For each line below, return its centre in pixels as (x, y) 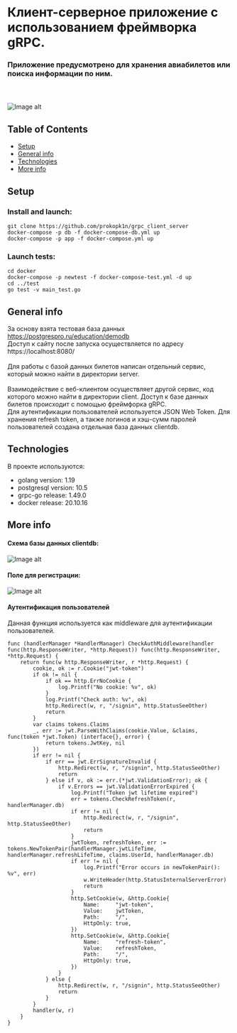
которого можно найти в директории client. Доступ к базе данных (108, 397)
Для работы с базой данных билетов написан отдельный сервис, (106, 367)
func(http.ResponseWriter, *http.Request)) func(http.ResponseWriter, (114, 650)
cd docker (22, 271)
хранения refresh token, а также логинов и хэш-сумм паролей (102, 419)
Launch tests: (32, 256)
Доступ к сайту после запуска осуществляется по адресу (96, 344)
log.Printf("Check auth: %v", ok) (96, 699)
